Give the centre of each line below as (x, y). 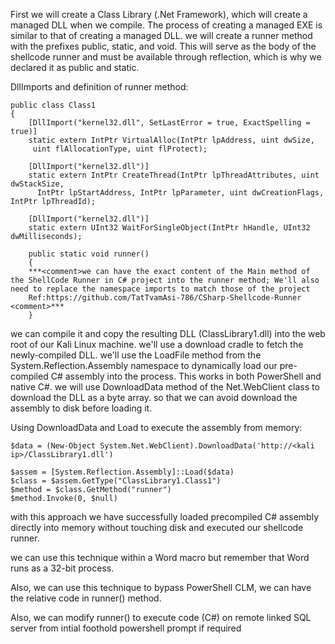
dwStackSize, (37, 184)
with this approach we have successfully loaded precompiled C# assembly (165, 517)
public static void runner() (89, 254)
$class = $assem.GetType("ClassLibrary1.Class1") (116, 481)
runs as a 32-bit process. (62, 568)
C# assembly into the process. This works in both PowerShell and (186, 376)
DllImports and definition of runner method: (99, 87)
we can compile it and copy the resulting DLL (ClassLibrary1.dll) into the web (168, 333)
